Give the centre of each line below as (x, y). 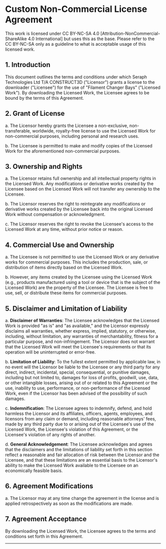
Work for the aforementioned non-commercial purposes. (63, 151)
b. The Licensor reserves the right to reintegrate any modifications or (75, 204)
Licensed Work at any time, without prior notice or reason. (64, 229)
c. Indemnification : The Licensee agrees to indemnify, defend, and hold (79, 408)
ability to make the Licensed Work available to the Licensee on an (72, 465)
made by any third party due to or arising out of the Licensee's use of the (80, 424)
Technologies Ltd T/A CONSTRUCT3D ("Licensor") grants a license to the (80, 82)
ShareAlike (16, 39)
